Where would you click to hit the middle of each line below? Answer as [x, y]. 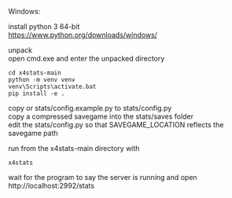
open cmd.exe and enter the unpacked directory [87, 59]
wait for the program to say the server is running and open [103, 177]
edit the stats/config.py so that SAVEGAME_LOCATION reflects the [116, 125]
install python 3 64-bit [44, 26]
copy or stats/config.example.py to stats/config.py [90, 108]
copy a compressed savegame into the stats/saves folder [101, 116]
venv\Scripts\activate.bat [52, 86]
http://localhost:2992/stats [52, 185]
